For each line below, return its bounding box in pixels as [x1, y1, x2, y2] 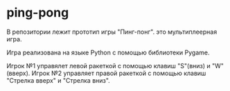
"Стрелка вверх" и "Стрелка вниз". [6, 76, 110, 84]
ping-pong [6, 5, 69, 21]
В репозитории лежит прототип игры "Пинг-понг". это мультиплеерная [6, 28, 218, 36]
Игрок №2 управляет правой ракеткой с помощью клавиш [31, 69, 206, 77]
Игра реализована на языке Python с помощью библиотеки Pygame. [6, 48, 210, 57]
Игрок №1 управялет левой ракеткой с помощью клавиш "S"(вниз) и [6, 61, 211, 70]
